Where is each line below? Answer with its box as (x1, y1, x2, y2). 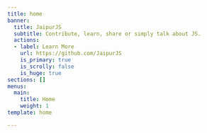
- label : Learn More (13, 43, 74, 50)
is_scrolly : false (20, 63, 74, 70)
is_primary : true (20, 57, 72, 64)
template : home (7, 109, 52, 116)
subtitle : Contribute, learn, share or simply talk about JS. (13, 30, 201, 37)
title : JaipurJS (13, 23, 62, 30)
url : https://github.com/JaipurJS (20, 50, 122, 57)
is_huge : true (20, 69, 62, 76)
